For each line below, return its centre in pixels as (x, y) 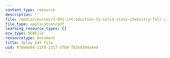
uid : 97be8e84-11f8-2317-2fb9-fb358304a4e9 (52, 47)
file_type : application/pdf (35, 24)
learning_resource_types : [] (36, 29)
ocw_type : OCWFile (25, 33)
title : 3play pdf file (29, 43)
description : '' (22, 15)
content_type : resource (30, 10)
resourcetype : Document (30, 38)
